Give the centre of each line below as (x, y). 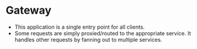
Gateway (29, 10)
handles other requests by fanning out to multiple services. (88, 39)
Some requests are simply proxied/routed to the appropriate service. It (103, 33)
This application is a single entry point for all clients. (80, 27)
